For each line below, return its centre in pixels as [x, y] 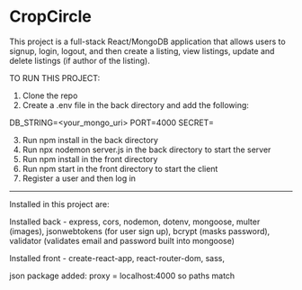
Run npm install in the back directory [90, 140]
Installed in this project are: [59, 204]
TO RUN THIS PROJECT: [55, 77]
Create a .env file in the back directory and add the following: [136, 104]
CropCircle [51, 17]
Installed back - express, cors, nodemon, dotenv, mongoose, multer [135, 222]
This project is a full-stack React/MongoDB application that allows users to [147, 41]
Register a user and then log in [79, 178]
